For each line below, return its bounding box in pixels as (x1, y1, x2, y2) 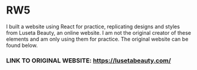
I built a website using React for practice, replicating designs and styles (6, 23, 180, 30)
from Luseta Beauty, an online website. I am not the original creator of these (6, 29, 191, 36)
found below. (6, 42, 38, 49)
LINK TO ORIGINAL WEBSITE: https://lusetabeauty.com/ (6, 56, 172, 65)
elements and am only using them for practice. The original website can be (6, 35, 189, 42)
